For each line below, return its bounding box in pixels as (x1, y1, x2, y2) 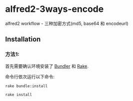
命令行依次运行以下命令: (5, 73, 55, 80)
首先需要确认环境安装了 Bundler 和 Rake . (5, 63, 89, 69)
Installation (5, 35, 41, 44)
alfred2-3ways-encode (5, 3, 104, 15)
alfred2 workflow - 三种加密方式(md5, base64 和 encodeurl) (5, 20, 129, 26)
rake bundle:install (5, 83, 48, 89)
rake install (5, 92, 32, 97)
